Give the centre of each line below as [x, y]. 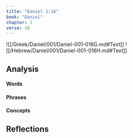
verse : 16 [18, 28]
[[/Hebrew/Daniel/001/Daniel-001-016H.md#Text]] [66, 51]
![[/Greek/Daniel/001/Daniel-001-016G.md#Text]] [65, 44]
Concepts [18, 111]
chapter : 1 [19, 22]
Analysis [23, 69]
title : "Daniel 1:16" [33, 11]
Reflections [28, 129]
